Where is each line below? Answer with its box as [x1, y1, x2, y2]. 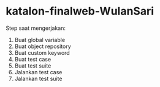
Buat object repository [14, 43, 71, 50]
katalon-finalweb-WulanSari [6, 4, 154, 18]
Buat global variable [14, 36, 66, 43]
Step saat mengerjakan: [6, 24, 66, 32]
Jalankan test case [14, 68, 63, 75]
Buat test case [14, 55, 51, 63]
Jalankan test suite [14, 75, 63, 82]
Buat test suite [14, 62, 51, 69]
